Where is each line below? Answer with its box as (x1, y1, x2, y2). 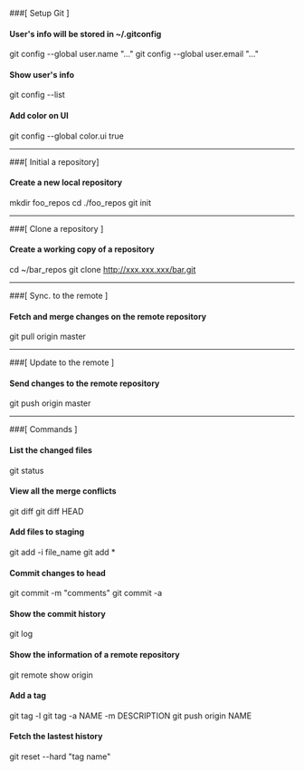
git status (9, 465, 44, 476)
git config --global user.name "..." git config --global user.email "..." (9, 49, 260, 60)
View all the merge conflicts (9, 486, 117, 496)
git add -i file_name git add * (9, 547, 116, 558)
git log (9, 629, 33, 640)
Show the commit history (9, 608, 106, 619)
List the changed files (9, 445, 93, 456)
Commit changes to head (9, 567, 106, 578)
